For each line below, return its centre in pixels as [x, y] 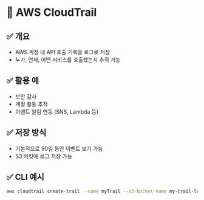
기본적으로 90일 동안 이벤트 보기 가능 [59, 148]
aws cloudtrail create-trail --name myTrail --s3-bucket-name [87, 191]
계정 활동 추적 [31, 104]
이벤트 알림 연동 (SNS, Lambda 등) [57, 111]
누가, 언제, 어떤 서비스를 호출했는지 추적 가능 [68, 60]
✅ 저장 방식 [26, 133]
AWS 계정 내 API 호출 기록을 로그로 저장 [63, 52]
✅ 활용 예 [23, 81]
